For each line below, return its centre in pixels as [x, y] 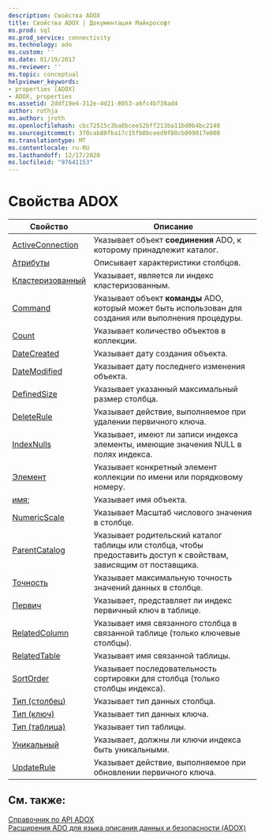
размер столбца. [126, 399]
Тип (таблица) [39, 727]
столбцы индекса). [129, 688]
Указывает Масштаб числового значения [173, 513]
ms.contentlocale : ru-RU [49, 148]
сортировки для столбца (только [157, 679]
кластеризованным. [132, 285]
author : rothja [33, 111]
